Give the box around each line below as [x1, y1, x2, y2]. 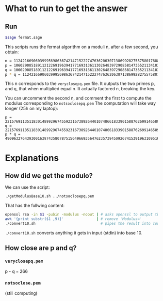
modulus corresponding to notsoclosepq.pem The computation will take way [5, 100, 156, 106]
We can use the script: [5, 184, 50, 190]
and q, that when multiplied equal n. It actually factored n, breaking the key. [5, 86, 156, 92]
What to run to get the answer [5, 3, 128, 14]
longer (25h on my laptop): [5, 105, 58, 112]
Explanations [5, 152, 59, 163]
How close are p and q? [5, 244, 77, 252]
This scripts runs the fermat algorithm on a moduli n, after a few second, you [5, 44, 158, 50]
